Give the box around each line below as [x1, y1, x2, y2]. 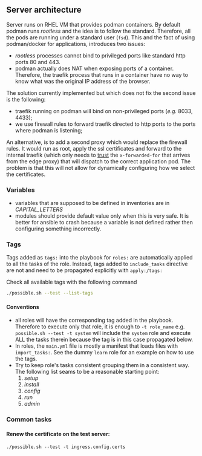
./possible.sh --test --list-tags [6, 290, 94, 296]
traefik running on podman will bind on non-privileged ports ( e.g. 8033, [15, 107, 193, 114]
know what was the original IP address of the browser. [15, 77, 151, 85]
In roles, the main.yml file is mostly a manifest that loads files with [15, 342, 178, 350]
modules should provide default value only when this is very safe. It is [15, 212, 189, 220]
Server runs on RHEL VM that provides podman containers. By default [6, 21, 181, 28]
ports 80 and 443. [15, 58, 60, 65]
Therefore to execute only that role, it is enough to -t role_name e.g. [15, 323, 185, 330]
